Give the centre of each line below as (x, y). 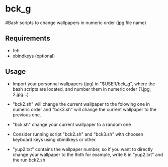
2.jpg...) (21, 94)
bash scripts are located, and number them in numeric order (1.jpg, (82, 89)
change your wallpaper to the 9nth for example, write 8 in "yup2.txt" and (88, 154)
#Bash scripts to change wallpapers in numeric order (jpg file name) (76, 23)
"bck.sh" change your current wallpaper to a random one (72, 124)
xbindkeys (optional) (34, 56)
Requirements (28, 38)
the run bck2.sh (29, 160)
